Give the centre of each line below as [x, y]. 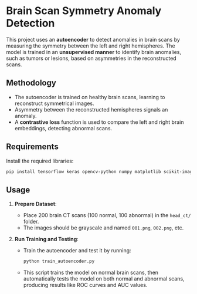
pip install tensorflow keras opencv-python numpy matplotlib [84, 171]
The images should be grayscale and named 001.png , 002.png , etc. [103, 228]
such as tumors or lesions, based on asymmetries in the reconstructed [91, 58]
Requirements [32, 147]
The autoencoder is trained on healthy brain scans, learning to [90, 97]
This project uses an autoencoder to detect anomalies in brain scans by [93, 39]
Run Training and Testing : [47, 239]
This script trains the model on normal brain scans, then [91, 273]
